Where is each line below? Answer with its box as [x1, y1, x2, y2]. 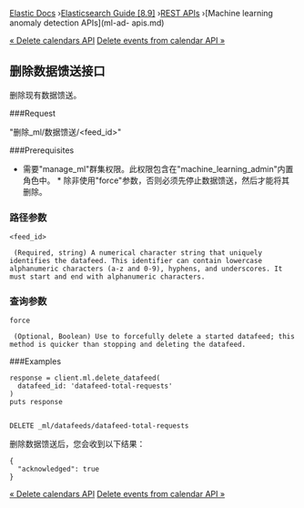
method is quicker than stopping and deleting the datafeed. [9, 340, 247, 350]
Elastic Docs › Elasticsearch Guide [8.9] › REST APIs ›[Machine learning [9, 8, 273, 18]
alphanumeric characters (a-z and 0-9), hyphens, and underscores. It [9, 264, 283, 274]
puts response [9, 398, 64, 407]
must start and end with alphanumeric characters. [9, 272, 206, 281]
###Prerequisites [9, 145, 75, 156]
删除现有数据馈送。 [9, 89, 82, 100]
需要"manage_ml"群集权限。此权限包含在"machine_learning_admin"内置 [22, 163, 294, 174]
